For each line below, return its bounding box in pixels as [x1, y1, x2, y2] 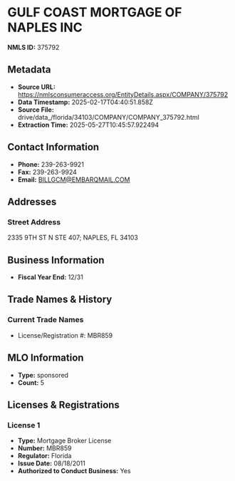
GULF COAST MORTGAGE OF [7, 4, 182, 21]
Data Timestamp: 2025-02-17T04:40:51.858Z [17, 98, 153, 106]
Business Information [7, 254, 105, 266]
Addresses [7, 195, 57, 207]
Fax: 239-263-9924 [17, 167, 77, 176]
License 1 [7, 420, 41, 430]
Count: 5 [17, 378, 45, 387]
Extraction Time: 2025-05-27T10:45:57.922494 [17, 120, 159, 129]
